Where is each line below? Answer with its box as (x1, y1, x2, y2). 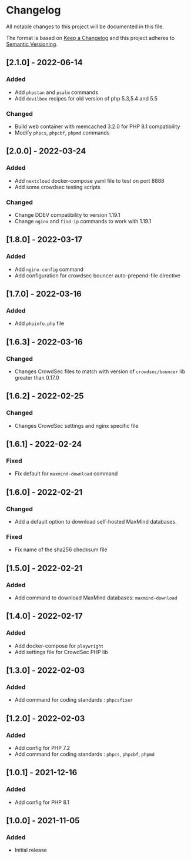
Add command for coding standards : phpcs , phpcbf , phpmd (14, 750, 155, 758)
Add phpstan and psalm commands (14, 89, 99, 96)
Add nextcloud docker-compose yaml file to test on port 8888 (14, 177, 165, 184)
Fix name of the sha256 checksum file (14, 546, 108, 553)
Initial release (14, 847, 47, 854)
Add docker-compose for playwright (14, 642, 104, 649)
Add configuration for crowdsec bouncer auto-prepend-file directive (14, 272, 181, 279)
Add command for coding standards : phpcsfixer (14, 696, 133, 703)
